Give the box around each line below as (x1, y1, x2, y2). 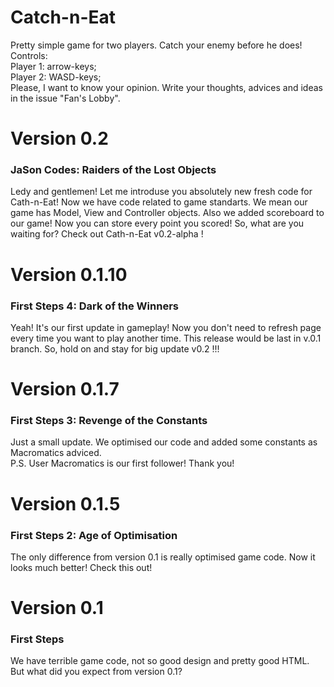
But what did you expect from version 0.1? (10, 666, 183, 678)
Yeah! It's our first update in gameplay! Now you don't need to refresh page (10, 321, 322, 333)
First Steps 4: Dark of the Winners (10, 299, 179, 313)
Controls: (10, 49, 48, 61)
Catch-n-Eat (10, 6, 116, 29)
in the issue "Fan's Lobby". (10, 92, 121, 104)
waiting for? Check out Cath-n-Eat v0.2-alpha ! (10, 228, 204, 240)
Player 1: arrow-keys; (10, 60, 97, 72)
